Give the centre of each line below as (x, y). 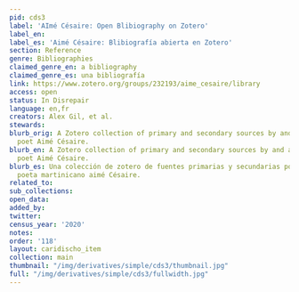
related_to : (31, 183)
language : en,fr (39, 109)
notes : (21, 232)
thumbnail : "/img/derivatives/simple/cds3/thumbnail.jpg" (119, 266)
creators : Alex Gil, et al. (61, 117)
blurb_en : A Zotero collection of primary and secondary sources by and (147, 150)
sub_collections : (41, 191)
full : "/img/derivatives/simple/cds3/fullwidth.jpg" (109, 274)
